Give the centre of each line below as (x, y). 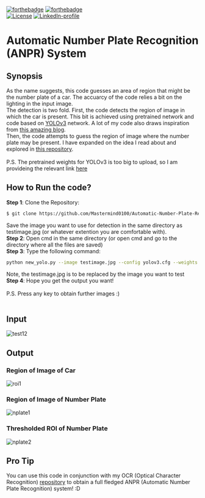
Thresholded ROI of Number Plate (57, 428)
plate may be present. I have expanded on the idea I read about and (92, 143)
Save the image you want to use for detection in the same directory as (95, 225)
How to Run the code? (49, 188)
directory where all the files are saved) (55, 245)
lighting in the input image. (40, 103)
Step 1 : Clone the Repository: (43, 202)
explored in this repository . (40, 149)
